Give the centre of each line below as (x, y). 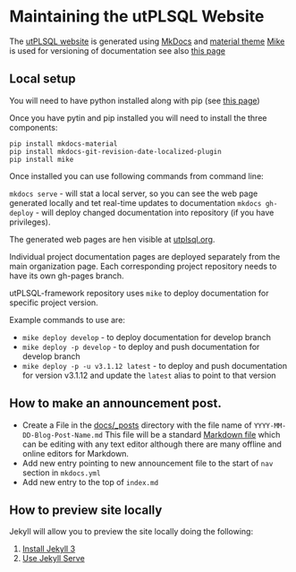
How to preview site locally (86, 510)
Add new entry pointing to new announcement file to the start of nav (148, 463)
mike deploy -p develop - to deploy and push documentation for (141, 346)
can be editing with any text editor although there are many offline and (152, 444)
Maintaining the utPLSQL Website (137, 17)
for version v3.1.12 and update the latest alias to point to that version (149, 375)
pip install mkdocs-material (63, 144)
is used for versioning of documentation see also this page (118, 50)
